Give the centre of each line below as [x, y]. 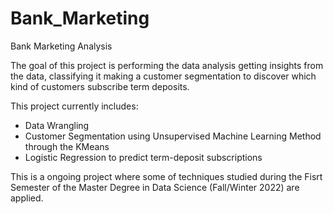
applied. [27, 198]
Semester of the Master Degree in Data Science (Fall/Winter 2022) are [155, 187]
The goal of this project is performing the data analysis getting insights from [167, 65]
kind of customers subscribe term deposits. [100, 86]
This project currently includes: [74, 106]
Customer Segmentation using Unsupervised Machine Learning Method [173, 136]
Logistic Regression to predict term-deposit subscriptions [143, 157]
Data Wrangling [57, 125]
